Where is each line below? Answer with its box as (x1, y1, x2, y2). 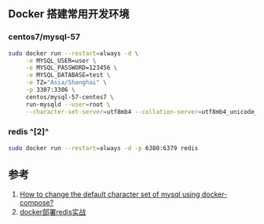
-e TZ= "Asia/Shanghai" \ (25, 79, 108, 86)
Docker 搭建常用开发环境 (8, 7, 130, 21)
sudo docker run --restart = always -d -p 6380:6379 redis (8, 144, 199, 152)
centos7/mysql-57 (8, 31, 81, 42)
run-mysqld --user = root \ (25, 101, 111, 108)
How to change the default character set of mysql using (19, 189, 200, 199)
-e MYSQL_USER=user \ (25, 57, 97, 64)
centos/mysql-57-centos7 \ (25, 93, 114, 101)
